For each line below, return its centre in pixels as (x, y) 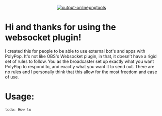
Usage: (20, 97)
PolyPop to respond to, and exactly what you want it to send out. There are (80, 66)
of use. (12, 77)
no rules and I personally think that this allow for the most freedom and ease (81, 72)
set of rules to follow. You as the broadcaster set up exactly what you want (80, 61)
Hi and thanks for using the (61, 27)
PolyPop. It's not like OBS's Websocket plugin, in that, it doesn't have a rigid (81, 56)
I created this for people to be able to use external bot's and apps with (75, 51)
